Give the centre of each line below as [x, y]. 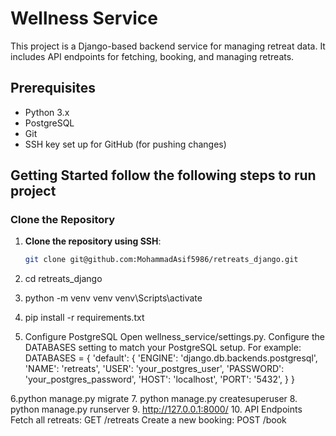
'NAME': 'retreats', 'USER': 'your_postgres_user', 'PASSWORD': [154, 369]
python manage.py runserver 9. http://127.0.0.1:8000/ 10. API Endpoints [156, 409]
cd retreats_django [63, 279]
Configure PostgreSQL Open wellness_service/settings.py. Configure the [174, 337]
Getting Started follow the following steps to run [163, 175]
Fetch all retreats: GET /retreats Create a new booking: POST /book [148, 420]
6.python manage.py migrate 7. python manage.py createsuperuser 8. [154, 399]
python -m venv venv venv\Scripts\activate [113, 298]
